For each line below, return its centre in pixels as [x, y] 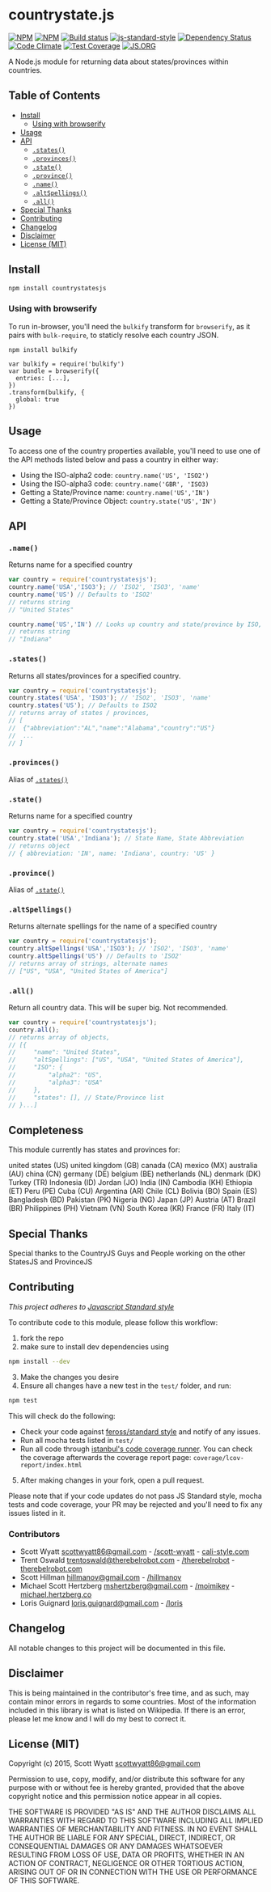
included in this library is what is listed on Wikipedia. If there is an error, [127, 1710]
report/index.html [51, 1465]
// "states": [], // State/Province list [86, 1098]
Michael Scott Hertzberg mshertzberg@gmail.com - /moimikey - [127, 1585]
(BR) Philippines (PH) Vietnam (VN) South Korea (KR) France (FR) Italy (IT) [131, 1208]
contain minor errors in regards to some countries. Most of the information [132, 1701]
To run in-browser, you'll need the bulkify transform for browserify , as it [129, 326]
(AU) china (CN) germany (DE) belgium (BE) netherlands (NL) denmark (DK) [135, 1174]
